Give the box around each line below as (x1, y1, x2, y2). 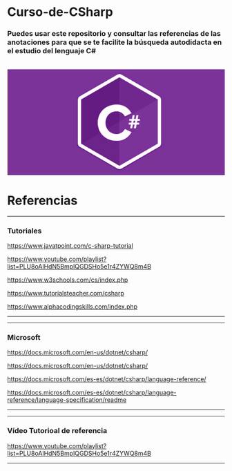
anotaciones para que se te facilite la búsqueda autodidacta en (7, 37, 222, 47)
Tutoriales (7, 226, 42, 236)
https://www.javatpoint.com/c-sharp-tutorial (7, 242, 133, 250)
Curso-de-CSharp (7, 4, 113, 20)
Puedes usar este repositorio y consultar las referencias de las (7, 29, 221, 39)
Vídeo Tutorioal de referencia (7, 426, 108, 436)
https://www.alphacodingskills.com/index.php (7, 302, 138, 311)
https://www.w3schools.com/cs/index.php (7, 276, 128, 284)
